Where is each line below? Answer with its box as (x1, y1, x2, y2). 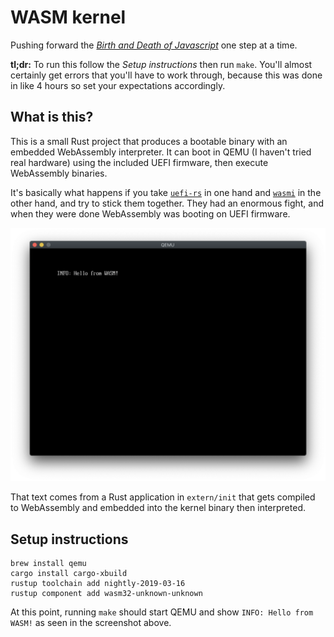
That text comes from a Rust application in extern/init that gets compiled (10, 491, 316, 503)
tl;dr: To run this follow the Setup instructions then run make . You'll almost (10, 58, 313, 70)
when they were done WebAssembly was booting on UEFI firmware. (10, 207, 291, 220)
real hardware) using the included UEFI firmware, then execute (10, 156, 269, 168)
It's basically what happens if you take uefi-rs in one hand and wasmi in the (10, 186, 322, 198)
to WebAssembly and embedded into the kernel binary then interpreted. (10, 502, 306, 514)
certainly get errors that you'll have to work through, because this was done (10, 69, 323, 81)
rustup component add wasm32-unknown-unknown (10, 589, 203, 599)
